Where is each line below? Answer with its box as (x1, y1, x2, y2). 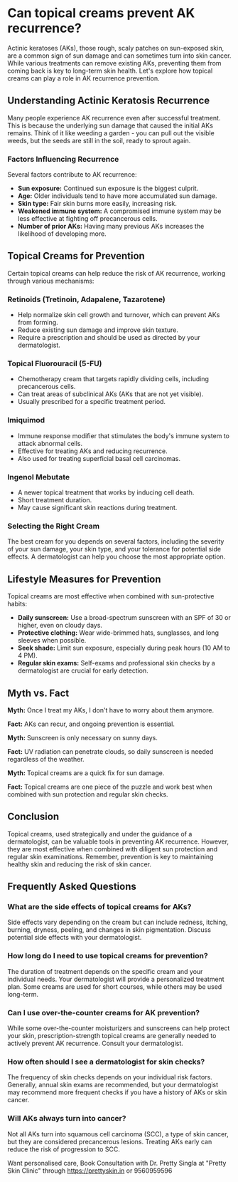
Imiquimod (7, 415, 45, 425)
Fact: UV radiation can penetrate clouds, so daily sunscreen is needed (7, 747, 214, 756)
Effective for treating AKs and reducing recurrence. (17, 447, 168, 455)
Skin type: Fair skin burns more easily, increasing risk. (17, 199, 178, 208)
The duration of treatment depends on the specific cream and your (7, 967, 203, 975)
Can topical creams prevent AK (7, 5, 195, 21)
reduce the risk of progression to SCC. (7, 1145, 121, 1154)
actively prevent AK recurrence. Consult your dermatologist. (7, 1039, 183, 1048)
